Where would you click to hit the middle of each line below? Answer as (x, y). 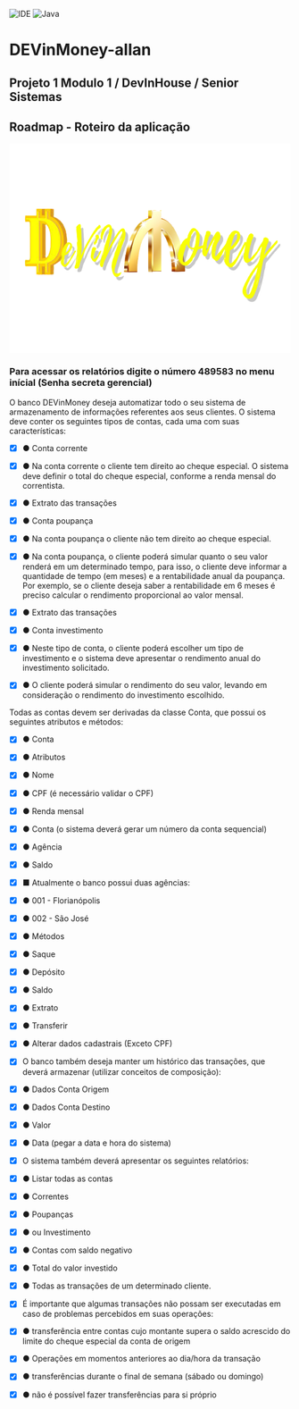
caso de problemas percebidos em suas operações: (118, 1314)
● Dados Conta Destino (66, 1107)
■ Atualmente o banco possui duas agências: (106, 882)
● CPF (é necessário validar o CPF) (88, 793)
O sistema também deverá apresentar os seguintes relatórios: (136, 1161)
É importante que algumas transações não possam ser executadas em (151, 1304)
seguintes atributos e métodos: (66, 722)
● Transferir (45, 1026)
